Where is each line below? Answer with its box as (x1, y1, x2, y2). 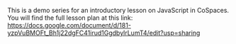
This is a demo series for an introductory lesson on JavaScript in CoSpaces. (7, 6, 229, 14)
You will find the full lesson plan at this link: (7, 13, 133, 22)
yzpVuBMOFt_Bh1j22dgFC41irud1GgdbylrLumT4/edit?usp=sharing (7, 28, 201, 37)
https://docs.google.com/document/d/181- (7, 21, 131, 29)
